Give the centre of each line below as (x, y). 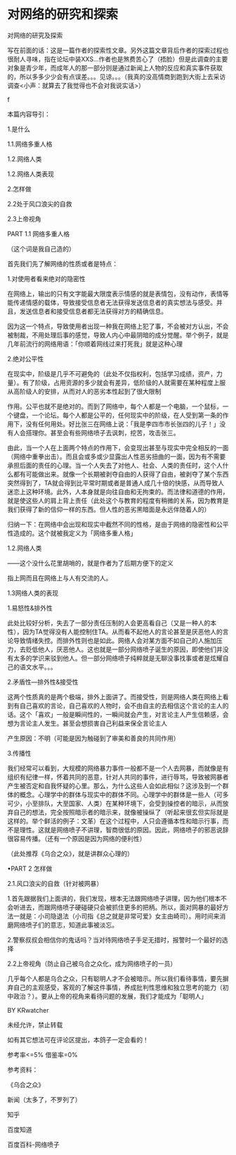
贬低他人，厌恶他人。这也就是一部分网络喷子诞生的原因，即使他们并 (124, 649)
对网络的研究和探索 (63, 14)
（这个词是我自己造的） (41, 249)
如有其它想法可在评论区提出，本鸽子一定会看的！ (78, 1039)
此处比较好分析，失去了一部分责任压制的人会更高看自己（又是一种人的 (109, 623)
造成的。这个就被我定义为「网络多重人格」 (75, 533)
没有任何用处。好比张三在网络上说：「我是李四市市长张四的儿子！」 (123, 424)
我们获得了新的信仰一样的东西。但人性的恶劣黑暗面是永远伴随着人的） (109, 509)
